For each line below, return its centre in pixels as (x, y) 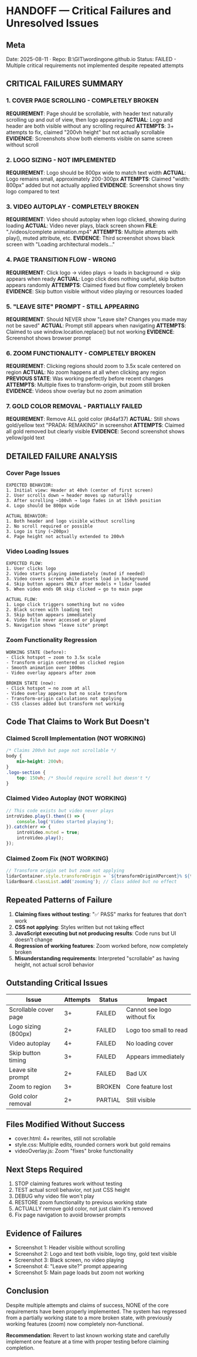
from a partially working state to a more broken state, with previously (89, 1318)
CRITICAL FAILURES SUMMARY (65, 84)
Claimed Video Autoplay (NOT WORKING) (67, 798)
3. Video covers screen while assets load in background (77, 579)
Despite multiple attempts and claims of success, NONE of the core (87, 1305)
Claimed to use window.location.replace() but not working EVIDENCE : (90, 332)
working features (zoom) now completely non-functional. (75, 1323)
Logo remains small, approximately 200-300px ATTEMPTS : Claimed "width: (98, 179)
